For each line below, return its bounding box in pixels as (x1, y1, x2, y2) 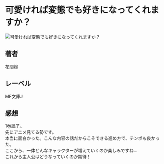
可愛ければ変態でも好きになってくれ (5, 4, 151, 16)
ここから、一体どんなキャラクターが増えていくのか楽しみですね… (5, 148, 137, 154)
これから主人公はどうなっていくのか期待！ (5, 154, 91, 160)
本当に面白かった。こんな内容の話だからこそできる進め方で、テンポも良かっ (5, 136, 160, 141)
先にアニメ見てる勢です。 (5, 129, 56, 135)
